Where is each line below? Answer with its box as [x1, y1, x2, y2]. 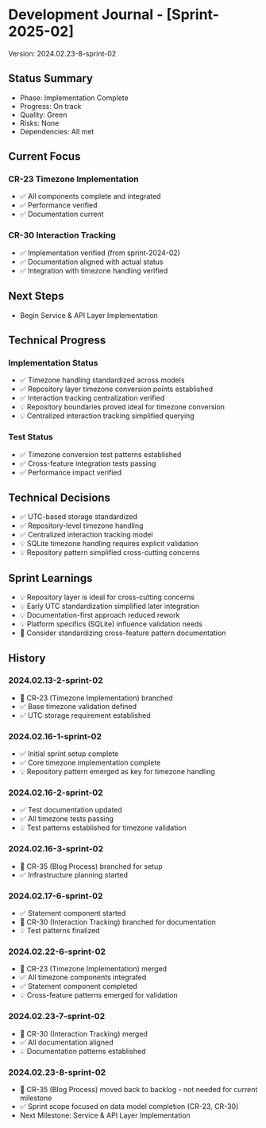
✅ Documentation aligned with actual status [19, 257, 164, 266]
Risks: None [19, 118, 60, 128]
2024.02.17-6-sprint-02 [8, 890, 103, 901]
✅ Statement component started [19, 909, 126, 918]
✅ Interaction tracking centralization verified [19, 393, 165, 403]
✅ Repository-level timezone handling [19, 521, 144, 530]
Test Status [8, 432, 54, 443]
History [8, 651, 46, 665]
